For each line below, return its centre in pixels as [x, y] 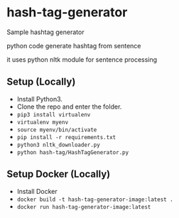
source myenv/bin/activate [57, 130]
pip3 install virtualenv [54, 114]
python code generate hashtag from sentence [74, 45]
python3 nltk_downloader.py [58, 145]
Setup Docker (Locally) [59, 174]
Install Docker [37, 191]
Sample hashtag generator [45, 32]
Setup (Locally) [41, 82]
